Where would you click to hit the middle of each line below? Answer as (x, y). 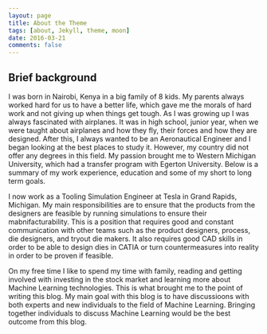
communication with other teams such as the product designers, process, (130, 230)
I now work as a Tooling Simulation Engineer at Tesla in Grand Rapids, (123, 196)
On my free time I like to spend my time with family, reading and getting (125, 270)
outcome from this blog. (48, 321)
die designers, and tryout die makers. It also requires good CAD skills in (126, 239)
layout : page (30, 16)
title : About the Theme (48, 23)
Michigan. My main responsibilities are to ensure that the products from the (132, 204)
